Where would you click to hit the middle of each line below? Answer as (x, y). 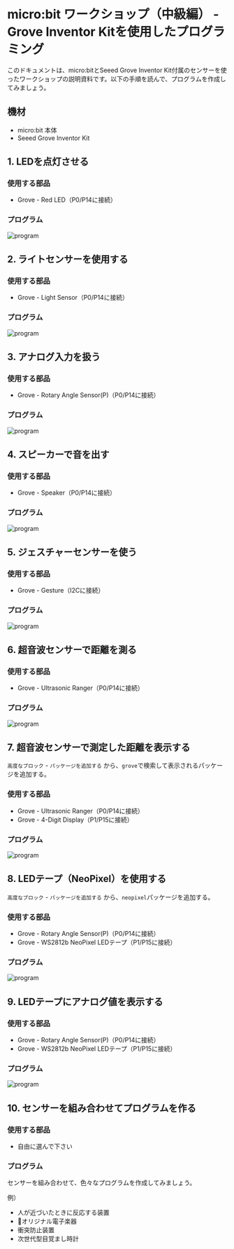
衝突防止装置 (36, 1230)
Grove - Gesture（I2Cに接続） (61, 591)
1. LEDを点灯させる (48, 162)
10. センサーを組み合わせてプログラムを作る (102, 1108)
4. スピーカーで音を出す (58, 455)
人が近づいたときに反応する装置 (63, 1213)
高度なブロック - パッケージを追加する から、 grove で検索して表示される (103, 766)
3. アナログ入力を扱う (54, 357)
